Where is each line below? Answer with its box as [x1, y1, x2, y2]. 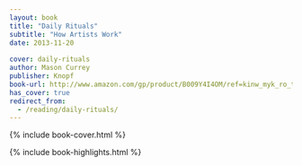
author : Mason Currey [9, 64, 91, 73]
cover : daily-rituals [9, 55, 91, 64]
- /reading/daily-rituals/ [17, 105, 119, 114]
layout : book [9, 13, 58, 22]
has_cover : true [9, 88, 70, 97]
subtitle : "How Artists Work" [9, 30, 123, 39]
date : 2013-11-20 [9, 38, 75, 48]
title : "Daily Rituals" [9, 22, 99, 31]
